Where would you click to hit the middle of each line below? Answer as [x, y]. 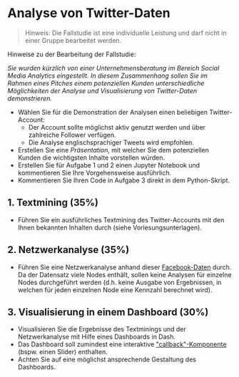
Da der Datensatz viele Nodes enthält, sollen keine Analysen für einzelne [124, 274]
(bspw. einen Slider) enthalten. [63, 352]
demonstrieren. [30, 98]
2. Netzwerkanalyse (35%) [68, 250]
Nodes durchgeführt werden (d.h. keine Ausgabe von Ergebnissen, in [119, 282]
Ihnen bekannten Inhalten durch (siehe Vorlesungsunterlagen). [110, 227]
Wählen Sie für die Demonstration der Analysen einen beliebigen [113, 112]
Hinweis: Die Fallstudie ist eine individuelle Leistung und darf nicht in [126, 33]
